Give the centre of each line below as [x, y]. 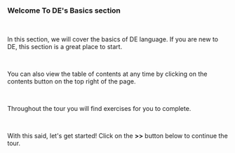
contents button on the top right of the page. [72, 81]
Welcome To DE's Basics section [64, 11]
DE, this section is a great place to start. [65, 47]
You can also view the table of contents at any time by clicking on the [107, 74]
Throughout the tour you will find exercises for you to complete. [99, 109]
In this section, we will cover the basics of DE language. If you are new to [113, 39]
